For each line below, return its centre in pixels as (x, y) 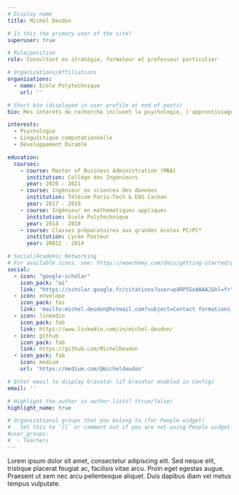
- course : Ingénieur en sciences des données (89, 191)
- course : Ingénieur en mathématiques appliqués (94, 210)
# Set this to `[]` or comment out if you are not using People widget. (121, 427)
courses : (27, 164)
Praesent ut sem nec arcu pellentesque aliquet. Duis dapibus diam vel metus (119, 476)
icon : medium (39, 363)
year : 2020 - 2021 (53, 184)
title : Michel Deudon (39, 21)
